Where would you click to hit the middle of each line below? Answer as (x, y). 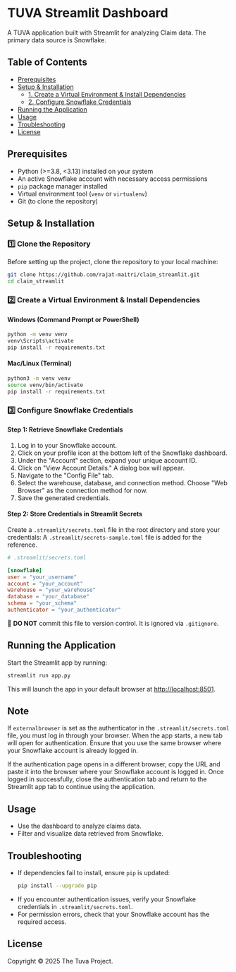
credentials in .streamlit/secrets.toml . (75, 906)
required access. (42, 921)
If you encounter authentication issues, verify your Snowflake (106, 899)
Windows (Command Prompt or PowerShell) (73, 319)
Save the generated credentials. (64, 498)
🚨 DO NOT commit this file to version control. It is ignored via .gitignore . (113, 623)
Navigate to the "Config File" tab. (66, 475)
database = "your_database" (49, 597)
